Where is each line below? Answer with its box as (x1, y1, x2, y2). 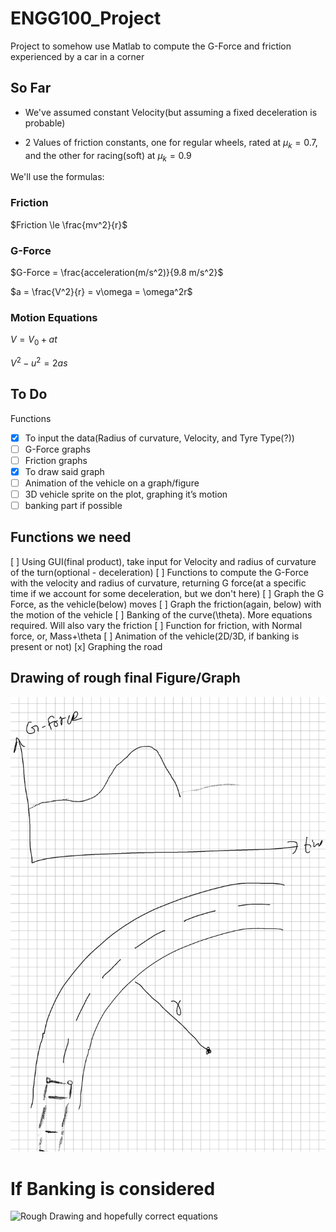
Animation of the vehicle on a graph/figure (24, 477, 200, 489)
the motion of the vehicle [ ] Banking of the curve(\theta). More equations (10, 608, 313, 621)
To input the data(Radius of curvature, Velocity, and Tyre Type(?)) (24, 432, 295, 444)
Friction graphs (24, 454, 88, 466)
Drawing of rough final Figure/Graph (10, 670, 241, 687)
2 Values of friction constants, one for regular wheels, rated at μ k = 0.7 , (24, 136, 318, 151)
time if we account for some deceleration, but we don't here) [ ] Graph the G (10, 587, 325, 599)
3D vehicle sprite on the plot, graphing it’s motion (24, 488, 228, 500)
